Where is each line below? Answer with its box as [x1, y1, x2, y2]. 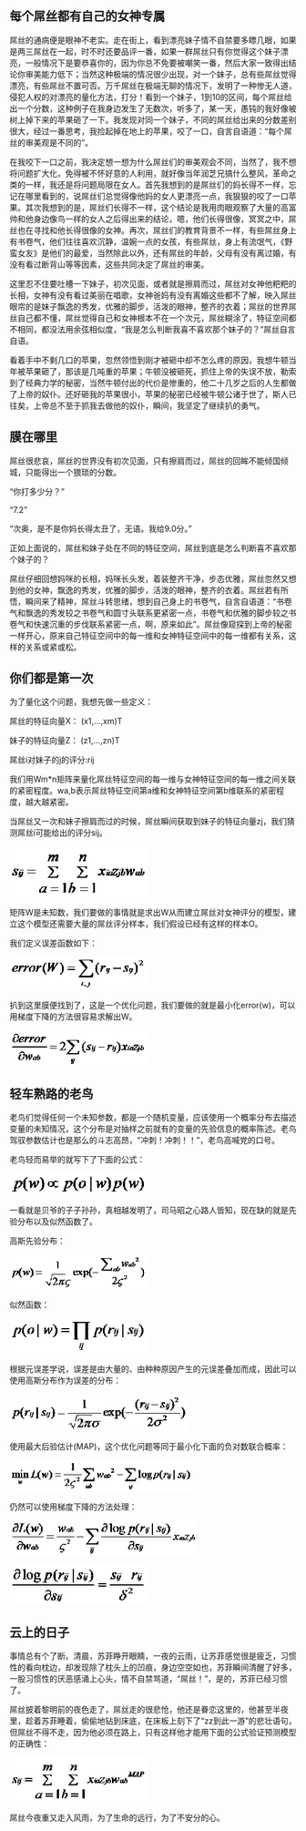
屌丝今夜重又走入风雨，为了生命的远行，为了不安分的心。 [9, 1812, 225, 1824]
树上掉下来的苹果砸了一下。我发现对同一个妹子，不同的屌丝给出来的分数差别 [9, 114, 297, 125]
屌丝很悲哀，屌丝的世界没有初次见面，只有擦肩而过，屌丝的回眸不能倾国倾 [9, 455, 289, 466]
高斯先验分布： [9, 1235, 66, 1246]
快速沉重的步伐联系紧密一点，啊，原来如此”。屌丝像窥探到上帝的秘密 [33, 619, 293, 629]
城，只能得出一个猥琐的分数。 [9, 466, 121, 477]
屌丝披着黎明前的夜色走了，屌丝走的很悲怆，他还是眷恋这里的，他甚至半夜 [9, 1704, 289, 1715]
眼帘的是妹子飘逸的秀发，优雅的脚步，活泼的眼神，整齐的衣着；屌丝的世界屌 [9, 301, 297, 312]
